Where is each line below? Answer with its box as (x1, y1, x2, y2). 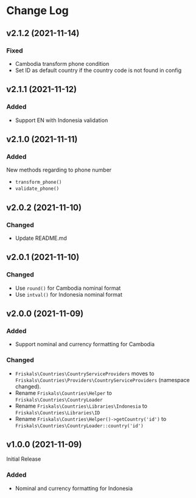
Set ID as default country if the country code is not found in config (15, 67, 182, 74)
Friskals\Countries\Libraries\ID (15, 410, 100, 416)
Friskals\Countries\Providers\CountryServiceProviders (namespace (15, 376, 190, 383)
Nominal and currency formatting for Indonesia (15, 485, 133, 492)
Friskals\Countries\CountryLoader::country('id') (15, 422, 144, 429)
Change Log (6, 4, 69, 18)
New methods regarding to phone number (6, 166, 112, 174)
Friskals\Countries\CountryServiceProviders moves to (15, 370, 155, 377)
